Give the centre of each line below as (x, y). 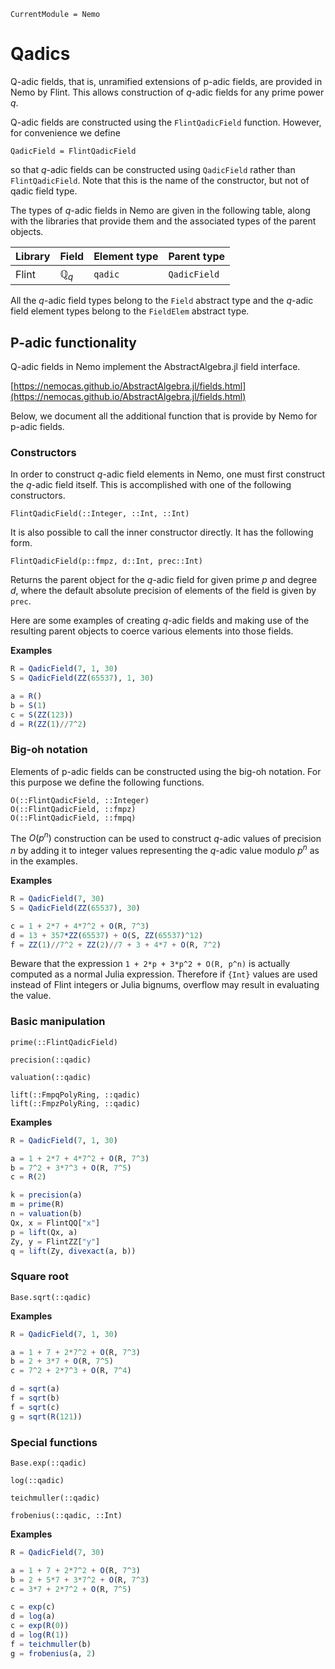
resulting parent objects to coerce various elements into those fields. (152, 631)
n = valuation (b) (46, 1214)
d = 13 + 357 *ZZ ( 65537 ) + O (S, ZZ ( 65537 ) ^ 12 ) (107, 935)
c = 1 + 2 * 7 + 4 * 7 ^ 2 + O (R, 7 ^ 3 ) (80, 926)
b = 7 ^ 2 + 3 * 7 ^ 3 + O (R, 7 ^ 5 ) (71, 1168)
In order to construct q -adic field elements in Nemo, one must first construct (168, 474)
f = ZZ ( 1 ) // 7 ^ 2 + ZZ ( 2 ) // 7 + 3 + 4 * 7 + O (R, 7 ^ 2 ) (116, 945)
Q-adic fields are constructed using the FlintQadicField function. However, (166, 122)
